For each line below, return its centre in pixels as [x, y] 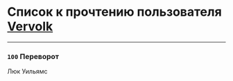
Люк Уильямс [27, 71]
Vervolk [30, 26]
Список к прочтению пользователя [114, 12]
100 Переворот [33, 56]
